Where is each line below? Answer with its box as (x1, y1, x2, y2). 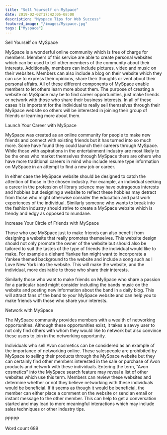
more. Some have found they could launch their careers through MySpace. (5, 143, 158, 148)
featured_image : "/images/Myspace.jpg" (5, 21, 88, 26)
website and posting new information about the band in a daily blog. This (5, 287, 155, 293)
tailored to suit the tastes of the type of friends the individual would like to (5, 246, 156, 252)
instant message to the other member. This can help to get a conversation (5, 396, 157, 402)
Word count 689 (5, 426, 39, 432)
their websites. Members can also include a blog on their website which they (5, 70, 163, 76)
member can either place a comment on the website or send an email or (5, 390, 153, 396)
